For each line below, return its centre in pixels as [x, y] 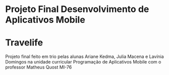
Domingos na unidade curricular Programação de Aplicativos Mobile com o [83, 62]
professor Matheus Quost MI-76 [39, 67]
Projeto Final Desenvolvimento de [77, 9]
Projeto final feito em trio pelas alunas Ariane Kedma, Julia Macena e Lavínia [84, 56]
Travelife [24, 43]
